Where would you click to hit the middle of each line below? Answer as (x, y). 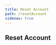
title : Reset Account (27, 9)
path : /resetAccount (26, 14)
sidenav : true (19, 18)
